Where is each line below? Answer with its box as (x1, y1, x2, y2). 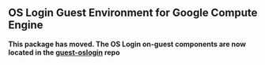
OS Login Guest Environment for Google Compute (8, 6, 258, 20)
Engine (8, 19, 44, 32)
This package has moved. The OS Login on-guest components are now (8, 39, 247, 49)
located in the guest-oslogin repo (8, 47, 120, 57)
